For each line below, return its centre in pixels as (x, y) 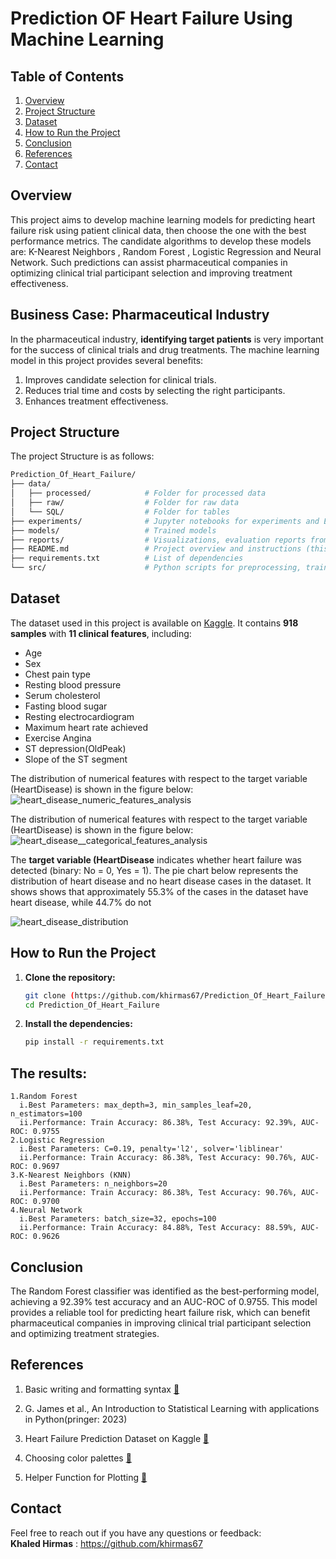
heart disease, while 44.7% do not (81, 902)
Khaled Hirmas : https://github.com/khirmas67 (106, 1543)
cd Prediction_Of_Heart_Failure (92, 1005)
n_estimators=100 (46, 1114)
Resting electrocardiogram (79, 716)
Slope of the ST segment (76, 759)
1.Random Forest (44, 1097)
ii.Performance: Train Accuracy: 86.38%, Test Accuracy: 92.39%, (158, 1123)
